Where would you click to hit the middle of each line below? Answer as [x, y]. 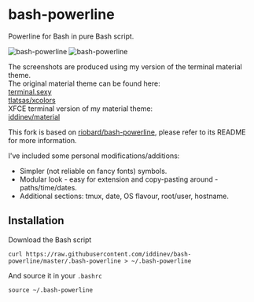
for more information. [42, 140]
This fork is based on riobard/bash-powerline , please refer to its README [127, 132]
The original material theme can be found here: [84, 83]
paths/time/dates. [48, 187]
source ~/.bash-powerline [50, 290]
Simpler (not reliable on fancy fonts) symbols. [93, 171]
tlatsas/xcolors [32, 100]
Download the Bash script [50, 239]
